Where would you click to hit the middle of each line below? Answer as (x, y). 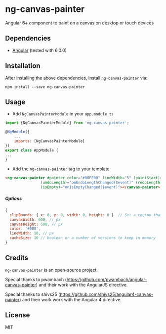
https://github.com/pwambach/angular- (107, 279)
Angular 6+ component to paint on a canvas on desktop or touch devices (80, 23)
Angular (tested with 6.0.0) (39, 50)
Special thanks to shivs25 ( (33, 294)
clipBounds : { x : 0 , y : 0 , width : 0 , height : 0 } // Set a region (81, 215)
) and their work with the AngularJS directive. (82, 285)
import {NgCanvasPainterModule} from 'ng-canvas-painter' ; (67, 123)
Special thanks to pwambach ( (36, 279)
